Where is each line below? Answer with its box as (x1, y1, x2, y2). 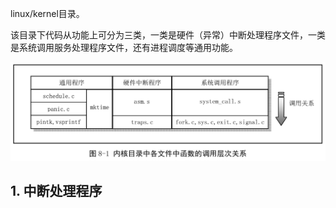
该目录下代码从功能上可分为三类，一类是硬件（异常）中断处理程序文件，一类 (10, 29, 326, 41)
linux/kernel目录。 (10, 8, 85, 19)
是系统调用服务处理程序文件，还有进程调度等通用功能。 (10, 42, 238, 53)
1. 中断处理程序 (10, 183, 103, 200)
